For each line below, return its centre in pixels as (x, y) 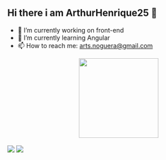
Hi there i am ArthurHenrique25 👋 (82, 13)
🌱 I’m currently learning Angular (64, 38)
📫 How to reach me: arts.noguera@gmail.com (85, 45)
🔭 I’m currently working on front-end (71, 30)
